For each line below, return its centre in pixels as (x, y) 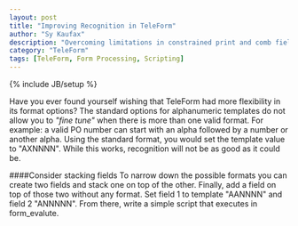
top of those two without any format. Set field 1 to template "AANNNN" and (146, 194)
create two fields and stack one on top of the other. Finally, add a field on (143, 185)
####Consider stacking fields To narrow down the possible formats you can (148, 175)
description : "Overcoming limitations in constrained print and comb (141, 42)
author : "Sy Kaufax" (47, 34)
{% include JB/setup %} (53, 84)
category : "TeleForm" (49, 51)
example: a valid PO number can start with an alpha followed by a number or (149, 129)
